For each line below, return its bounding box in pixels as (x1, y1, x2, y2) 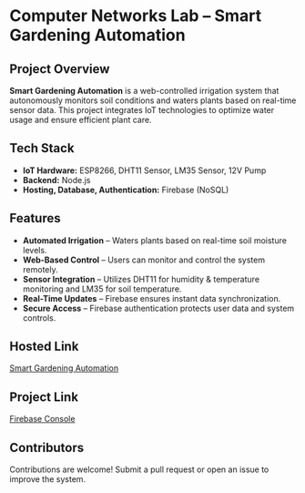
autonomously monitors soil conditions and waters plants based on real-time (9, 95, 297, 106)
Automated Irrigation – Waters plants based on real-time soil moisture (22, 234, 287, 246)
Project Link (9, 389, 79, 405)
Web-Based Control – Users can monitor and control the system (22, 254, 266, 265)
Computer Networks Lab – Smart (9, 5, 262, 26)
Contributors (9, 439, 85, 456)
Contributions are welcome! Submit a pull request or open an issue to (9, 464, 269, 475)
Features (9, 211, 61, 226)
